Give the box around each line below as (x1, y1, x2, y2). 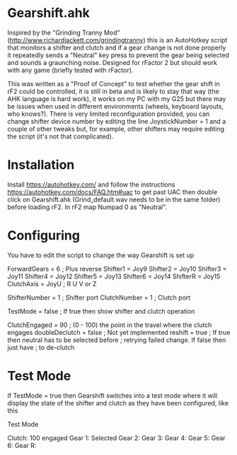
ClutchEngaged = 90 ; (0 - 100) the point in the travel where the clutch (7, 320, 212, 329)
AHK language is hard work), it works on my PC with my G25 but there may (7, 94, 226, 103)
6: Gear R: (7, 441, 37, 449)
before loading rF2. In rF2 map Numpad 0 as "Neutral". (7, 203, 168, 211)
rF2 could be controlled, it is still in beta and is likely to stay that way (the (7, 87, 219, 95)
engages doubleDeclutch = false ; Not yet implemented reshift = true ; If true (7, 328, 231, 336)
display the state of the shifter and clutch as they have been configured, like (7, 398, 229, 407)
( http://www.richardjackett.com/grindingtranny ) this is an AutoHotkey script (7, 35, 228, 44)
